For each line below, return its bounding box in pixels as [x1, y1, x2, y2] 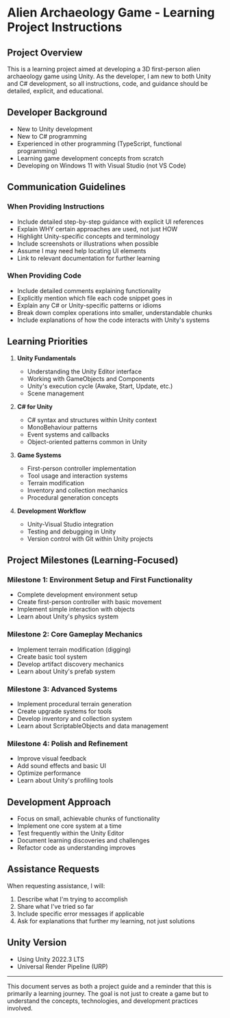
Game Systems [16, 451, 62, 459]
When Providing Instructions [7, 202, 105, 211]
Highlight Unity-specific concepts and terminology [16, 232, 159, 240]
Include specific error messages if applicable [16, 910, 145, 918]
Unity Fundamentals [16, 354, 77, 362]
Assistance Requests [7, 864, 100, 875]
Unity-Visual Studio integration [27, 520, 114, 528]
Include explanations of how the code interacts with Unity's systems [16, 316, 210, 324]
